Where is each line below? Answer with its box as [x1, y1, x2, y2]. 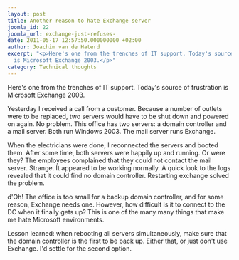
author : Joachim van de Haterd [7, 43, 100, 51]
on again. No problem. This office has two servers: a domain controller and [7, 119, 227, 128]
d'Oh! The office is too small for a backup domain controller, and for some [7, 192, 224, 201]
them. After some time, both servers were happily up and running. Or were [7, 148, 225, 157]
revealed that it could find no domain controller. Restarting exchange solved [7, 171, 230, 180]
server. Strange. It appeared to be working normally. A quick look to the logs [7, 163, 231, 172]
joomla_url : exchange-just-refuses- [7, 30, 116, 38]
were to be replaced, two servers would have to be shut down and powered [7, 112, 229, 120]
